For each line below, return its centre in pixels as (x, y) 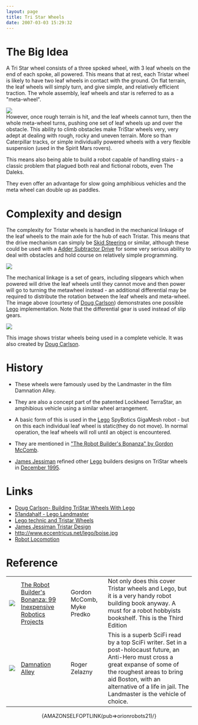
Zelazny (82, 672)
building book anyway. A (142, 603)
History (25, 368)
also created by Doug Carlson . (43, 344)
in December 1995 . (37, 468)
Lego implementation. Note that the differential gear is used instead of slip (96, 309)
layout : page (22, 12)
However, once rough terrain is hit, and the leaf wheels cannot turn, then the (99, 117)
